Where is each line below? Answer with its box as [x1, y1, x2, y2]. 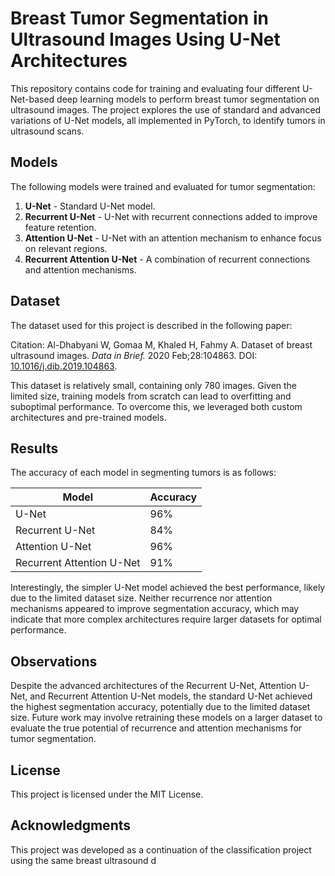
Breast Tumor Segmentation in [10, 7, 269, 30]
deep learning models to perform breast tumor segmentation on [56, 93, 320, 105]
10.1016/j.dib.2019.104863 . [10, 360, 118, 372]
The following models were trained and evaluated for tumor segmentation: [10, 180, 316, 192]
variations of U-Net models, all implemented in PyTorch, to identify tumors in [10, 114, 326, 126]
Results [10, 440, 59, 457]
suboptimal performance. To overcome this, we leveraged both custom [10, 400, 303, 412]
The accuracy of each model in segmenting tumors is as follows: [10, 467, 277, 479]
